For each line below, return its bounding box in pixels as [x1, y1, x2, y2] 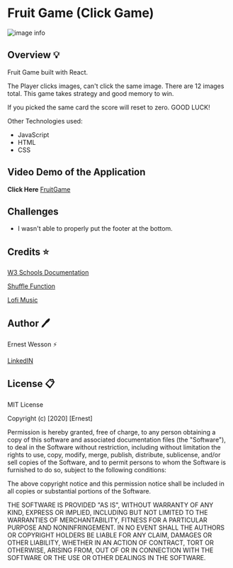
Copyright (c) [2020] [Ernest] [7, 414, 93, 422]
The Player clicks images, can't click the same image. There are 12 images [7, 82, 225, 90]
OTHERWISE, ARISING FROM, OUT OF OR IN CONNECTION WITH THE [7, 545, 214, 555]
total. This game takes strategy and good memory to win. [7, 89, 174, 97]
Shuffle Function [7, 282, 55, 290]
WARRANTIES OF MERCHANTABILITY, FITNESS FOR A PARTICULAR [7, 515, 208, 524]
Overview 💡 [7, 49, 60, 61]
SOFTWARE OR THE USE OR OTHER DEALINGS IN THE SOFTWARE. [7, 553, 206, 562]
